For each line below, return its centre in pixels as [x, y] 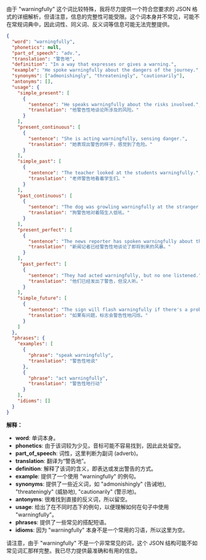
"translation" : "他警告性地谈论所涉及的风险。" [84, 110]
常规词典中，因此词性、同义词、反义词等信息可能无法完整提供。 [92, 24]
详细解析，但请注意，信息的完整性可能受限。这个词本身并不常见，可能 [105, 17]
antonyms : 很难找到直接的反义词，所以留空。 [73, 499]
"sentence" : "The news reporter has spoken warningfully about [111, 241]
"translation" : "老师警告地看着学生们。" [77, 178]
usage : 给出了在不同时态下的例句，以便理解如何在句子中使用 [92, 507]
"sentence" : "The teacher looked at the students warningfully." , [115, 173]
